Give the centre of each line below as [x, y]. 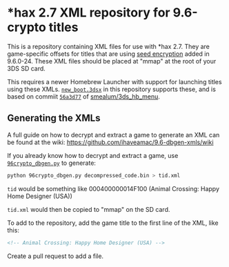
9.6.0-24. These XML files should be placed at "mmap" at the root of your [112, 61]
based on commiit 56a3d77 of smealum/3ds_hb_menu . [84, 96]
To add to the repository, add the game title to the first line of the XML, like [113, 223]
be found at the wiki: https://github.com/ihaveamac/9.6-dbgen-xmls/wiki [110, 142]
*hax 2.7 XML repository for [89, 13]
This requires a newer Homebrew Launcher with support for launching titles [114, 81]
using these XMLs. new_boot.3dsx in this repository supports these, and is [111, 89]
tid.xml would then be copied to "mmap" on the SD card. [89, 209]
